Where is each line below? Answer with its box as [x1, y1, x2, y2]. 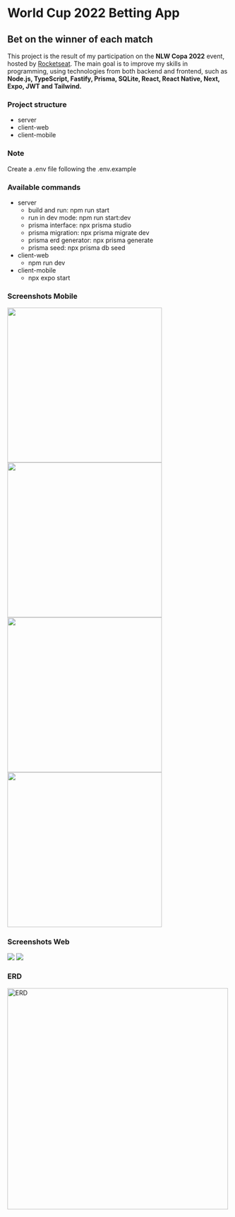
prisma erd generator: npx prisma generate [28, 236, 154, 244]
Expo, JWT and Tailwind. [7, 82, 82, 90]
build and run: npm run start [28, 205, 109, 214]
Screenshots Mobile [7, 291, 78, 301]
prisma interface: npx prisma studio [28, 221, 132, 229]
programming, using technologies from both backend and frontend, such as [7, 67, 228, 75]
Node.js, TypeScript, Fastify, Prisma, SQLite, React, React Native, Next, [7, 74, 220, 83]
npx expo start [28, 273, 71, 282]
